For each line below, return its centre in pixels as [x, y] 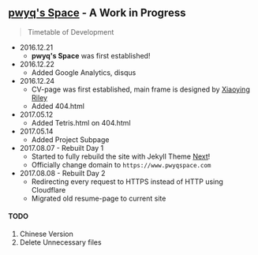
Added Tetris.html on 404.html [81, 122]
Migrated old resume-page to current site [99, 198]
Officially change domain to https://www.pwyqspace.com [121, 164]
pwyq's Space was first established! [91, 55]
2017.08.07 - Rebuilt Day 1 [62, 148]
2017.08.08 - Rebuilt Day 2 [62, 173]
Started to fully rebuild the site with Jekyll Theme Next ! [121, 156]
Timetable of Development [71, 32]
